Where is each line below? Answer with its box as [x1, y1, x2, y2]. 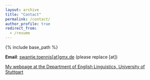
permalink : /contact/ [5, 16, 51, 21]
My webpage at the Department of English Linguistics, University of [5, 63, 145, 69]
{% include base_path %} [5, 44, 58, 50]
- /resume [10, 30, 30, 35]
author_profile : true [5, 21, 51, 26]
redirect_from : [5, 26, 37, 31]
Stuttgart [5, 69, 24, 75]
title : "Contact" [5, 12, 42, 17]
